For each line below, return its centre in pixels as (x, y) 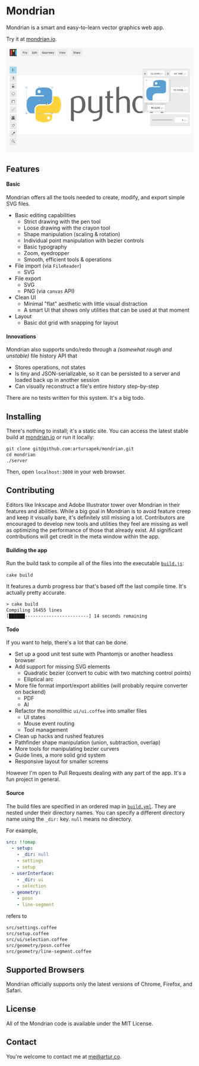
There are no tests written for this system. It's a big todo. (76, 398)
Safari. (14, 990)
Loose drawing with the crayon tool (67, 228)
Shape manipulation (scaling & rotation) (72, 234)
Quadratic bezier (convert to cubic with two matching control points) (107, 673)
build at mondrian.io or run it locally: (50, 437)
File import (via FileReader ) (48, 266)
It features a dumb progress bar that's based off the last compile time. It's (96, 587)
